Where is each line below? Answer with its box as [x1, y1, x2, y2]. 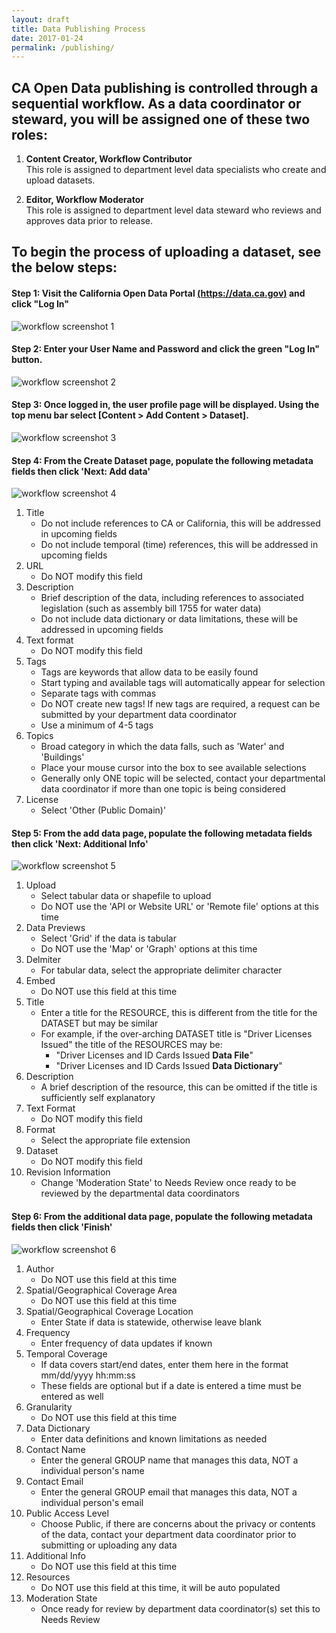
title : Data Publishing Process [11, 24, 146, 34]
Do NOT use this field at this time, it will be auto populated [40, 1581, 281, 1593]
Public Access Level [25, 1507, 109, 1519]
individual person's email [40, 1496, 144, 1508]
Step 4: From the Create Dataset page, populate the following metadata [11, 454, 314, 466]
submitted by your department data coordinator [40, 709, 238, 721]
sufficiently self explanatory [40, 1092, 156, 1104]
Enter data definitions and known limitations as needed [40, 1432, 268, 1445]
